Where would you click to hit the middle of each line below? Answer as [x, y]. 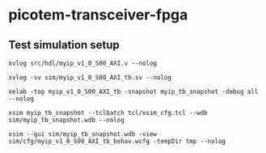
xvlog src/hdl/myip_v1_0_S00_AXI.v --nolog [83, 63]
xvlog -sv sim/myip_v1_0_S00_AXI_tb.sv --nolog [90, 78]
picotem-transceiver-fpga [98, 15]
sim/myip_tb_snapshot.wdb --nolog [67, 120]
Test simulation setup [64, 45]
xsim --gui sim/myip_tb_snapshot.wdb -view [83, 134]
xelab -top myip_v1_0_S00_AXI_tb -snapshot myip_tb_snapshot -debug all [133, 91]
